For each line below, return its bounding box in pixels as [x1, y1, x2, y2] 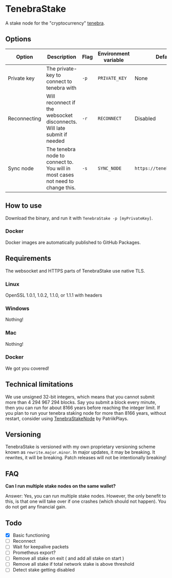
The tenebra [46, 145, 76, 152]
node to [46, 152, 65, 159]
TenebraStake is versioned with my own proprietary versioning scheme [5, 443, 156, 450]
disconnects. [46, 118, 77, 125]
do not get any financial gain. [5, 504, 67, 510]
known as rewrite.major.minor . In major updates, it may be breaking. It [5, 449, 155, 455]
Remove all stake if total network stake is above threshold [12, 561, 135, 567]
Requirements [5, 254, 51, 263]
